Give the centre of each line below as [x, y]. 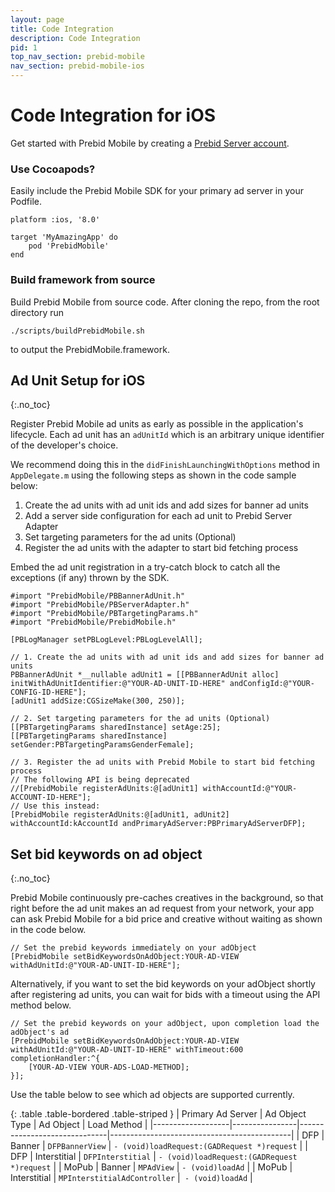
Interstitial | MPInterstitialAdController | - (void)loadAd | [131, 1178]
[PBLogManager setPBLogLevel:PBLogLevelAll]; [106, 640]
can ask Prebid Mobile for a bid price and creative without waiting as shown [166, 919]
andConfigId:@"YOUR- [272, 684]
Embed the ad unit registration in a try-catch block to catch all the [145, 567]
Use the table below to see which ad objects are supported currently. [152, 1095]
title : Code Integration [62, 29]
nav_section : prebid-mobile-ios [77, 66]
